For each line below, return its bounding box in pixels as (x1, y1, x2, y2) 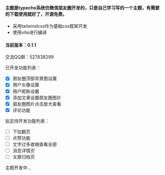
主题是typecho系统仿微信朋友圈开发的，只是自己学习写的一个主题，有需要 (5, 5, 160, 11)
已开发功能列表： (5, 65, 41, 71)
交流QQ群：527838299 (5, 54, 54, 60)
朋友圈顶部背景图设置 (12, 76, 57, 82)
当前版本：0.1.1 (5, 42, 36, 48)
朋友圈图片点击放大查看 (12, 101, 61, 107)
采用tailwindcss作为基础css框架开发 (12, 23, 88, 29)
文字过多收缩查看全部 (12, 141, 57, 147)
